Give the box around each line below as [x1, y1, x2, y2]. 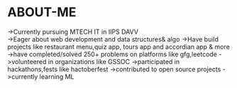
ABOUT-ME [7, 4, 77, 20]
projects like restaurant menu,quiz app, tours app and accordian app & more [7, 42, 231, 51]
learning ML [39, 72, 75, 81]
